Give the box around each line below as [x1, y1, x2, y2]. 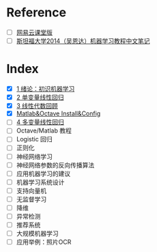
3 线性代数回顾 [16, 102, 59, 110]
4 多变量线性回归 [16, 118, 64, 126]
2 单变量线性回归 [16, 94, 64, 102]
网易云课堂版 [16, 28, 53, 36]
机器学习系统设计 [16, 178, 65, 186]
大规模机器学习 [16, 229, 59, 238]
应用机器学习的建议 [16, 169, 71, 178]
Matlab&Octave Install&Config [16, 109, 101, 117]
